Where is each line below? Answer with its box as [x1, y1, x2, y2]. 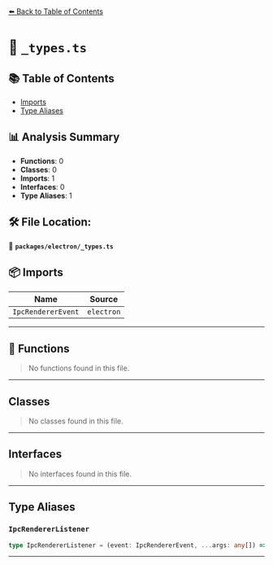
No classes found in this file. [28, 416, 123, 426]
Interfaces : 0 [19, 182, 65, 191]
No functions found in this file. [28, 363, 130, 373]
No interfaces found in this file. [28, 469, 132, 479]
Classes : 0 [19, 164, 57, 174]
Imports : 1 [19, 173, 55, 183]
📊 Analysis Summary [8, 130, 120, 144]
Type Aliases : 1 [19, 191, 73, 200]
